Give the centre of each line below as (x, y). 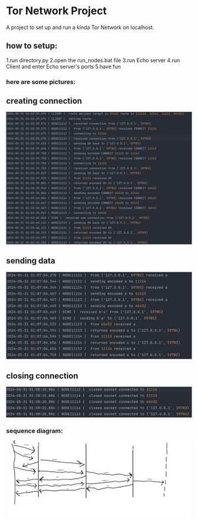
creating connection (44, 101)
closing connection (42, 376)
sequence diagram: (34, 431)
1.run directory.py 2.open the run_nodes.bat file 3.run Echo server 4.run (93, 60)
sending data (31, 261)
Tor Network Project (57, 11)
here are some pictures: (41, 82)
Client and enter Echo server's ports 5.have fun (64, 66)
